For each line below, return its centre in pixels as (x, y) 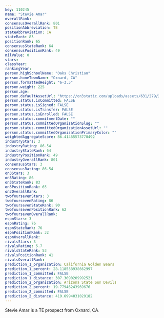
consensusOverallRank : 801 (32, 23)
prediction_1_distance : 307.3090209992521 (49, 278)
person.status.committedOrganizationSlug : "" (52, 123)
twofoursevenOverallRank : (31, 214)
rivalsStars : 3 (20, 242)
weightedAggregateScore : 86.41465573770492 (50, 137)
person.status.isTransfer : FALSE (39, 110)
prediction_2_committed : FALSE (37, 292)
